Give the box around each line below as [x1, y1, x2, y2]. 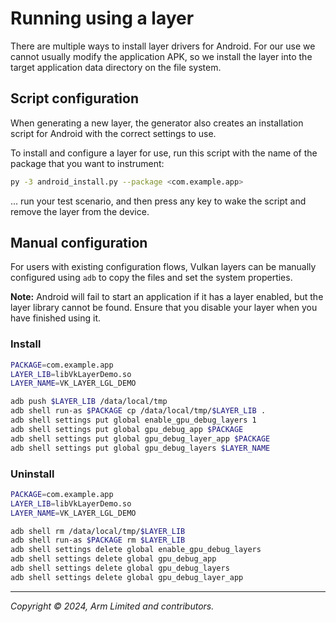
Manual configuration [10, 235, 148, 252]
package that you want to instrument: [10, 157, 165, 169]
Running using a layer [10, 7, 195, 30]
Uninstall [10, 467, 55, 481]
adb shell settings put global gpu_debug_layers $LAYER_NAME [10, 443, 271, 453]
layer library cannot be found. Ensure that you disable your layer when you [10, 302, 318, 314]
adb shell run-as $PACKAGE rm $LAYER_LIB [10, 535, 186, 546]
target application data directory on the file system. [10, 61, 222, 73]
